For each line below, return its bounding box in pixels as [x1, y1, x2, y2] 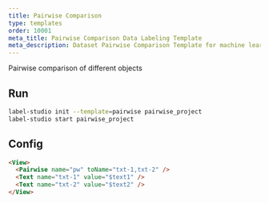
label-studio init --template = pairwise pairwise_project [8, 107, 203, 116]
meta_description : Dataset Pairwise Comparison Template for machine [8, 42, 246, 50]
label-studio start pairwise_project [8, 115, 134, 123]
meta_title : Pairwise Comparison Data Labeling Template [8, 34, 203, 42]
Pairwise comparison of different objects [8, 63, 143, 73]
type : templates [8, 19, 62, 27]
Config [8, 137, 43, 151]
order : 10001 [8, 26, 52, 34]
